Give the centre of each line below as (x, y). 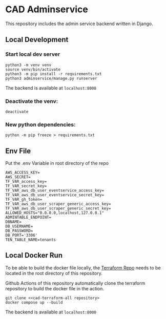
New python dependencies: (40, 124)
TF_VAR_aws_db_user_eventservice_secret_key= (55, 195)
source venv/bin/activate (33, 69)
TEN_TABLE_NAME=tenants (31, 240)
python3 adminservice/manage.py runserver (51, 78)
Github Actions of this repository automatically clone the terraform (75, 283)
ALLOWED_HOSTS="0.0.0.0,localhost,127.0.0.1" (55, 213)
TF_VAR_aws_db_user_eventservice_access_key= (55, 190)
